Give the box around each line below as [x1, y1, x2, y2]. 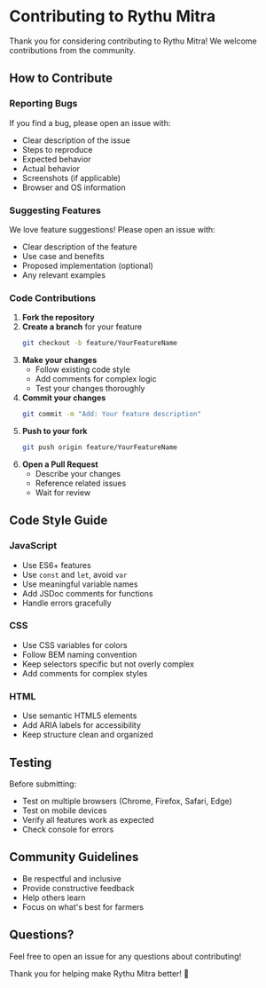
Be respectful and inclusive [21, 873, 121, 884]
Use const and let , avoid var [21, 569, 128, 580]
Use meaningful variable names [21, 579, 138, 589]
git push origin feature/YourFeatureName [21, 442, 177, 452]
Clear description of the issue [21, 135, 130, 146]
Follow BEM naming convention [21, 649, 137, 660]
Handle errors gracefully [21, 597, 113, 608]
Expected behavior [21, 154, 91, 164]
